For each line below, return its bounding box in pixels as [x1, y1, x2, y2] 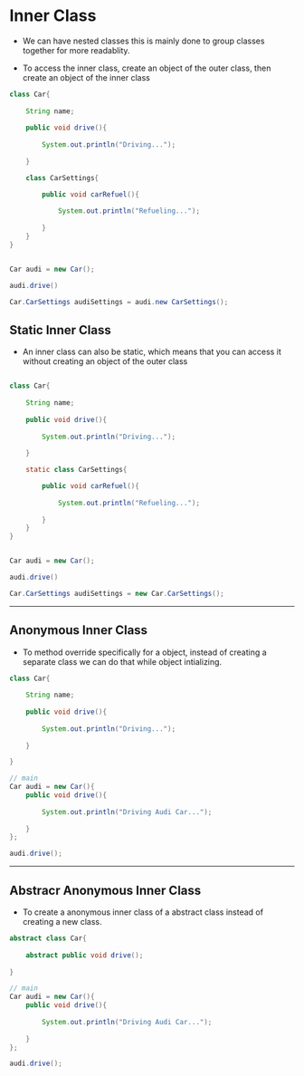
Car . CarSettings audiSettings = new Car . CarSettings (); [9, 589, 224, 598]
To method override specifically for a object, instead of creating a [22, 647, 267, 658]
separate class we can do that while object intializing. [22, 656, 223, 667]
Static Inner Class [9, 322, 111, 338]
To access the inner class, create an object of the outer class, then [22, 62, 271, 73]
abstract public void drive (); [25, 950, 144, 960]
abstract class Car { [9, 934, 88, 943]
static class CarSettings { [25, 466, 128, 475]
